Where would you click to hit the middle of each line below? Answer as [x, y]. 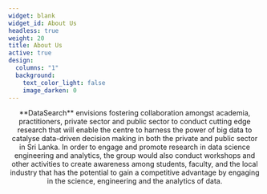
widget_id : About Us [43, 23]
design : [21, 61]
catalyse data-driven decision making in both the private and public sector [135, 139]
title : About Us [35, 46]
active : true [30, 53]
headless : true [34, 30]
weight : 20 [26, 38]
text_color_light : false [64, 83]
